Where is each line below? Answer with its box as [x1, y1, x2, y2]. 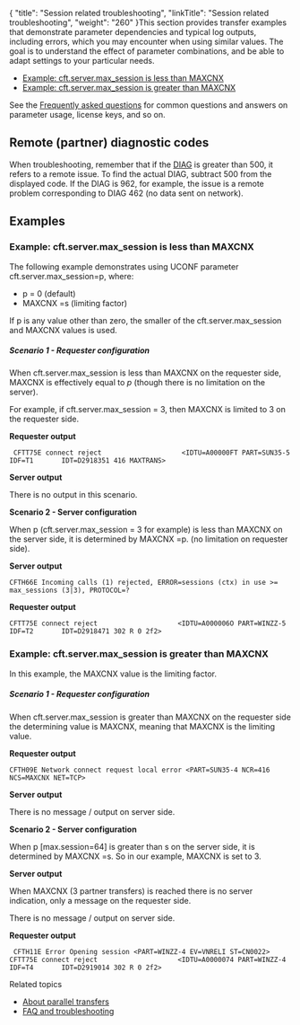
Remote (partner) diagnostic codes [9, 135, 210, 151]
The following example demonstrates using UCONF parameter [9, 261, 239, 272]
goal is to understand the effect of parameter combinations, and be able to [9, 46, 285, 57]
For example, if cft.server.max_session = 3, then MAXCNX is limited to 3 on [9, 404, 287, 415]
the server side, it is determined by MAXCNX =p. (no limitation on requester [9, 534, 288, 544]
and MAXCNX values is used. [9, 324, 118, 335]
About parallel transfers [21, 996, 110, 1007]
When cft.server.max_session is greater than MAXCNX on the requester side [9, 711, 291, 722]
